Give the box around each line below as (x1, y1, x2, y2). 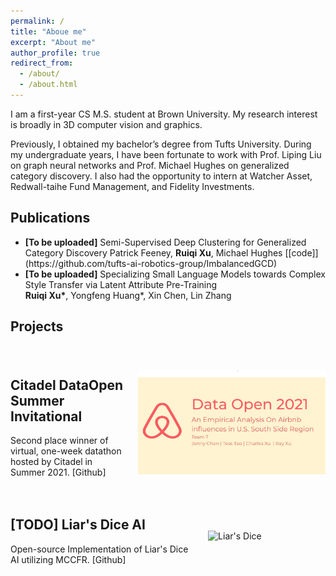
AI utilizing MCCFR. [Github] (10, 553, 127, 565)
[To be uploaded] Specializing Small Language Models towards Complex (24, 268, 326, 280)
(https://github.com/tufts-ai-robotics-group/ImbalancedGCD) (24, 257, 278, 269)
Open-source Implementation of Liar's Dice (10, 543, 189, 555)
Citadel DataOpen (10, 376, 123, 394)
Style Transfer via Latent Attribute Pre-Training (24, 278, 218, 290)
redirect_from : (10, 58, 74, 69)
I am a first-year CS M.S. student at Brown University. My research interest (10, 108, 318, 120)
